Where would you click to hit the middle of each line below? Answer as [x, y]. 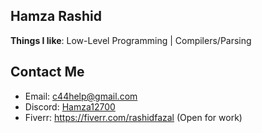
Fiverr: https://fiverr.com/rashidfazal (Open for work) [133, 117]
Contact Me [47, 72]
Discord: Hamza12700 [70, 106]
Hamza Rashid [56, 16]
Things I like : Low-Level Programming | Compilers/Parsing [131, 40]
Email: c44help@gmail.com [81, 96]
